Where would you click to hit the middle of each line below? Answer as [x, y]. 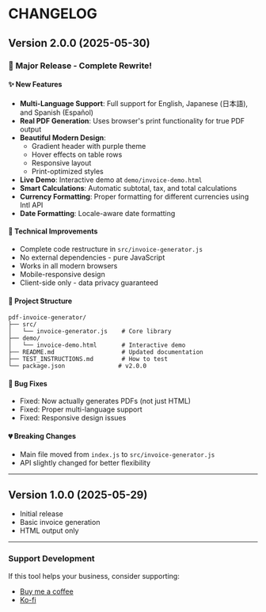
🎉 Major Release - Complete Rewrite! [80, 66]
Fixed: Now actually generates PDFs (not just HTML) [105, 401]
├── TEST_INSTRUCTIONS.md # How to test [88, 359]
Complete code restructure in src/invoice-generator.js [111, 249]
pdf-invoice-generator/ [47, 317]
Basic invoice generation [60, 523]
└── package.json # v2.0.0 [78, 366]
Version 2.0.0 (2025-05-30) [79, 43]
